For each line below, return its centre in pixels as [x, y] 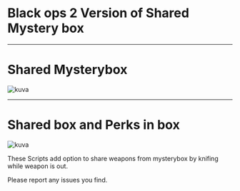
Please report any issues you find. [57, 180]
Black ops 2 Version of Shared [98, 13]
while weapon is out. [38, 166]
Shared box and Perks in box [94, 125]
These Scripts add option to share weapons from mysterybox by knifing [113, 158]
